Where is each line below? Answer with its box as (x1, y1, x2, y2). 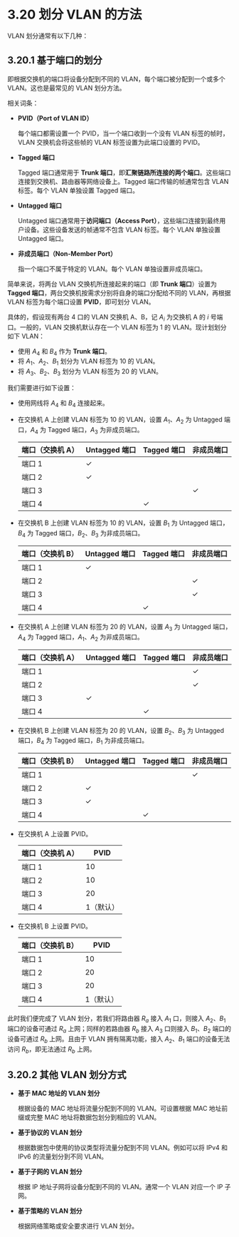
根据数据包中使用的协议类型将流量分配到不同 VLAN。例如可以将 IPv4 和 (17, 1144, 228, 1152)
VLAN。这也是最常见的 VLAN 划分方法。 (7, 83, 126, 92)
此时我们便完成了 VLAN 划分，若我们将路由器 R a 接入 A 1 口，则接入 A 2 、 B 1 (7, 1014, 226, 1024)
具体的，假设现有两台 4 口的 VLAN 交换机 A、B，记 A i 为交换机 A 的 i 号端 (7, 312, 223, 323)
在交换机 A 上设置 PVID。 (17, 830, 92, 838)
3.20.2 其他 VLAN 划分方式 (7, 1069, 127, 1081)
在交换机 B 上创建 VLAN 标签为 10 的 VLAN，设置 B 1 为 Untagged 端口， (17, 518, 229, 529)
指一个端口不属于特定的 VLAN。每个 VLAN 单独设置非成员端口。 (17, 265, 207, 273)
